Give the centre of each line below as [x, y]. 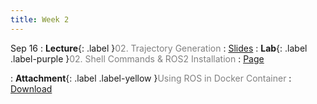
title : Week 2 [40, 19]
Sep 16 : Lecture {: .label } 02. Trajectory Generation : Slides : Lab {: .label [159, 48]
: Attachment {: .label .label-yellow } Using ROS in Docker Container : [151, 78]
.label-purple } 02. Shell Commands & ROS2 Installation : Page [137, 58]
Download [31, 88]
